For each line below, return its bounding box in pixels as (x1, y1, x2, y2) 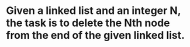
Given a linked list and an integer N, (6, 4, 181, 17)
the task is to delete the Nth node (6, 16, 170, 30)
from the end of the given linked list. (6, 29, 185, 42)
